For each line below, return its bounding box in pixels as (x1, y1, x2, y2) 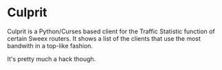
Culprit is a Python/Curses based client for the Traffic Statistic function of (7, 27, 215, 35)
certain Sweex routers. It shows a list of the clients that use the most (7, 34, 201, 42)
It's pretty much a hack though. (7, 54, 96, 63)
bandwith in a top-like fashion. (7, 41, 93, 50)
